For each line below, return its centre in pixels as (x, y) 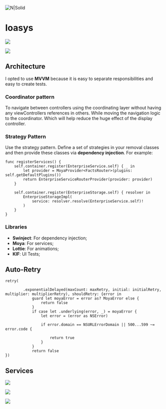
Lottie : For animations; (35, 248)
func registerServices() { (33, 162)
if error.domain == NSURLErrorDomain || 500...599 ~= (98, 325)
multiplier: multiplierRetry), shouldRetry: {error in (63, 294)
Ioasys (19, 28)
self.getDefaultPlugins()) (33, 175)
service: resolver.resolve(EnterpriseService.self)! (87, 201)
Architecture (25, 67)
